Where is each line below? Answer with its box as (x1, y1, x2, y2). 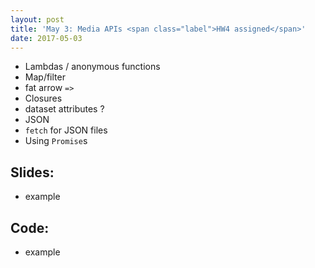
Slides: (10, 164, 55, 181)
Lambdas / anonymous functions (24, 61, 161, 73)
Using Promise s (24, 135, 88, 147)
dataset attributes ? (24, 103, 105, 115)
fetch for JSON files (24, 124, 108, 136)
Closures (24, 92, 63, 105)
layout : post (10, 14, 65, 25)
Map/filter (24, 71, 66, 83)
